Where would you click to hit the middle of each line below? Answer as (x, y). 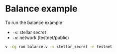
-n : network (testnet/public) (41, 37)
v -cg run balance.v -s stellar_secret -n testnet (59, 46)
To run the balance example (34, 22)
